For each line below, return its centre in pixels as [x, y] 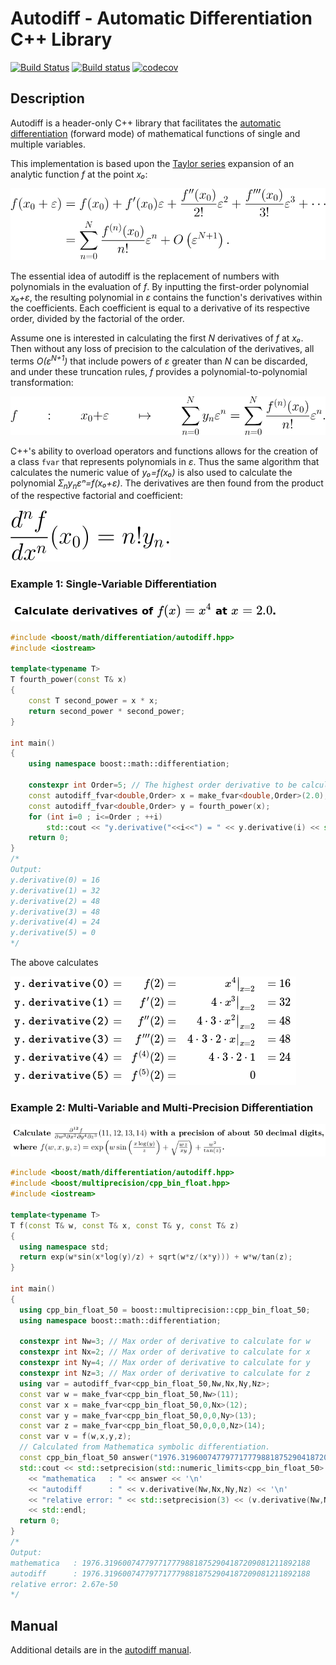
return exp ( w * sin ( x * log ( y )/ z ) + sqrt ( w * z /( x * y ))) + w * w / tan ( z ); [156, 1257]
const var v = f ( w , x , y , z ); [75, 1437]
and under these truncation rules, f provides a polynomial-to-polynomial [159, 371]
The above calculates [54, 963]
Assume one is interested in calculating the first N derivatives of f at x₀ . [157, 338]
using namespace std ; [64, 1247]
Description [47, 98]
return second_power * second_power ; [107, 711]
